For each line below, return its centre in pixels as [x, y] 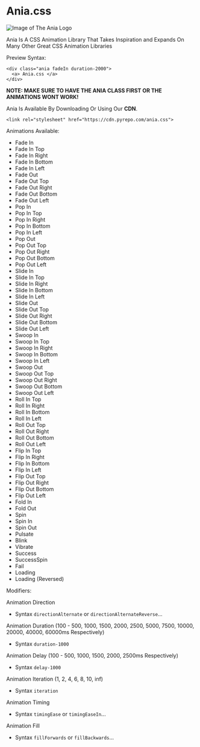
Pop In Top [28, 213]
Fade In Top [30, 149]
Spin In [23, 521]
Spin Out [26, 527]
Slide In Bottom [34, 290]
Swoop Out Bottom [39, 386]
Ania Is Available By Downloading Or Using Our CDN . [72, 108]
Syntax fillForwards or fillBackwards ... [64, 737]
